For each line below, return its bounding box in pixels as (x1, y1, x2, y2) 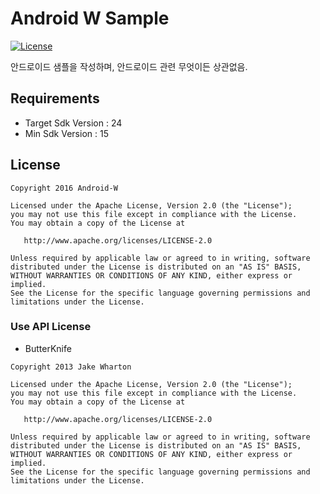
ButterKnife (24, 342, 72, 354)
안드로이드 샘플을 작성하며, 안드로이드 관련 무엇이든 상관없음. (10, 60, 248, 72)
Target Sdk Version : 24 (24, 117, 123, 129)
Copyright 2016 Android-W (10, 183, 118, 193)
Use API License (10, 320, 92, 334)
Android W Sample (10, 7, 170, 30)
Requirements (10, 90, 100, 107)
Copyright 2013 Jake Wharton (10, 362, 132, 372)
